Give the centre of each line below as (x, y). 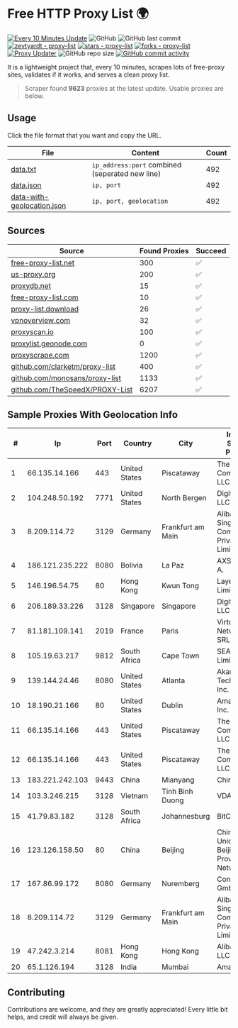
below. (34, 96)
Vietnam (134, 796)
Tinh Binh (177, 792)
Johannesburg (186, 817)
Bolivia (131, 565)
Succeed (211, 250)
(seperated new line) (126, 173)
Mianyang (178, 780)
